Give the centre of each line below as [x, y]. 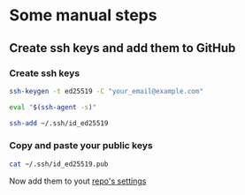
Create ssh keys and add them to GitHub [122, 48]
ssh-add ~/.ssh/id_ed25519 [59, 123]
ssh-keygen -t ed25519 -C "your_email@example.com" [106, 91]
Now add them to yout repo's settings [78, 181]
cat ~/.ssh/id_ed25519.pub [59, 164]
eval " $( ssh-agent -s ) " [53, 107]
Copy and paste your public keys [81, 146]
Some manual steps [83, 15]
